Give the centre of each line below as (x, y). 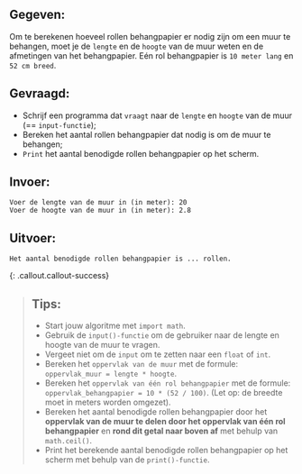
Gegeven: (37, 15)
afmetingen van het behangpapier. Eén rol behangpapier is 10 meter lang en (151, 55)
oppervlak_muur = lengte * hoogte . (111, 374)
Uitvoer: (33, 238)
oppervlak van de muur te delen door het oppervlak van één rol (165, 422)
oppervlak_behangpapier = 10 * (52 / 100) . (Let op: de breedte (164, 393)
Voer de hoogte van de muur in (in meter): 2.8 (101, 211)
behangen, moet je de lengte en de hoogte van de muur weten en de (137, 46)
